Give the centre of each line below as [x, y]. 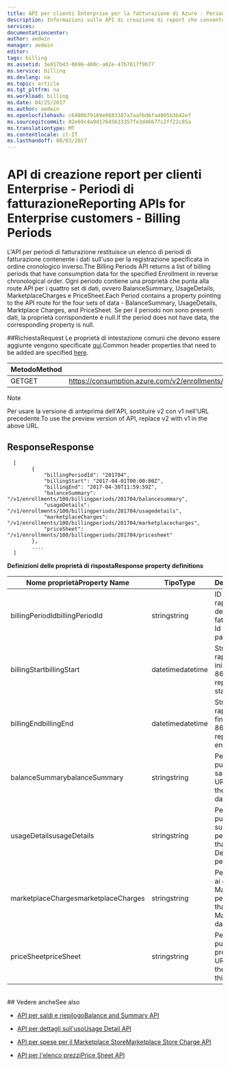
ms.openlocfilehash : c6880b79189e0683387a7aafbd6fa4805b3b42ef [99, 115]
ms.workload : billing [38, 97]
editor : [18, 52]
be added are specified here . [48, 353]
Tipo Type [180, 582]
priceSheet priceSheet [46, 956]
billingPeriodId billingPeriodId [57, 615]
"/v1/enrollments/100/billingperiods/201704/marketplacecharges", [104, 523]
